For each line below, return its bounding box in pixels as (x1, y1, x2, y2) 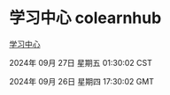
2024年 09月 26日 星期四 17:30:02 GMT (9, 76, 155, 86)
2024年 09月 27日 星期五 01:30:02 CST (9, 57, 153, 68)
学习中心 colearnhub (9, 8, 162, 28)
